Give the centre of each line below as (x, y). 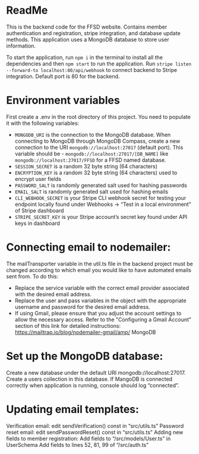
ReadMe (27, 10)
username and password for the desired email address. (82, 306)
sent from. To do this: (32, 276)
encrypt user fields (38, 179)
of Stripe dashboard (39, 210)
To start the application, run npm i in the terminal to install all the (85, 57)
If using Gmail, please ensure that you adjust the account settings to (98, 313)
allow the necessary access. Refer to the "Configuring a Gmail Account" (103, 320)
